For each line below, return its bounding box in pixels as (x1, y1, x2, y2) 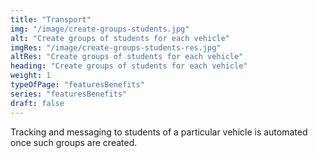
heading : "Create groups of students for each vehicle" (10, 61, 248, 71)
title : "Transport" (10, 14, 92, 25)
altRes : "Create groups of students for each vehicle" (10, 52, 244, 62)
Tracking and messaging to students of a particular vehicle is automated (10, 126, 308, 138)
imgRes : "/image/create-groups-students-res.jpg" (10, 42, 222, 53)
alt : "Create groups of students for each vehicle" (10, 33, 230, 43)
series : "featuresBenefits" (10, 89, 128, 99)
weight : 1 (10, 71, 52, 81)
